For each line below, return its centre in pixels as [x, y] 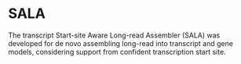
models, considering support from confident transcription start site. [117, 52]
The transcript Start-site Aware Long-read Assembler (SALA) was [114, 35]
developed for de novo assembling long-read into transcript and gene [121, 43]
